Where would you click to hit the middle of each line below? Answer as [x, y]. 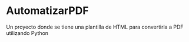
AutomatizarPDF [48, 11]
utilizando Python [27, 33]
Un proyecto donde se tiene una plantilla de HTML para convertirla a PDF [95, 27]
